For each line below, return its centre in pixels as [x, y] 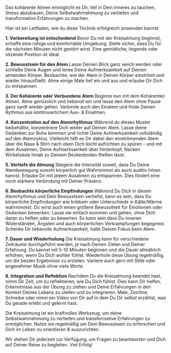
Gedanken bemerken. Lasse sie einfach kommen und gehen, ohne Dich [80, 213]
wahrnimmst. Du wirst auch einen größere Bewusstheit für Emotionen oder [84, 207]
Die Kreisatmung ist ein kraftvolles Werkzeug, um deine [64, 313]
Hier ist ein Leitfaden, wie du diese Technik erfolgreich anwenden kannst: [82, 28]
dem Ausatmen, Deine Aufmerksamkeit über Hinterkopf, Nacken [73, 149]
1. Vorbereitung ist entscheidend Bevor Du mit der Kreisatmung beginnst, [83, 38]
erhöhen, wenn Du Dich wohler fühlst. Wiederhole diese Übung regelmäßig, [85, 255]
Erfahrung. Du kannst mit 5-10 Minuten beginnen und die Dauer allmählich [83, 250]
